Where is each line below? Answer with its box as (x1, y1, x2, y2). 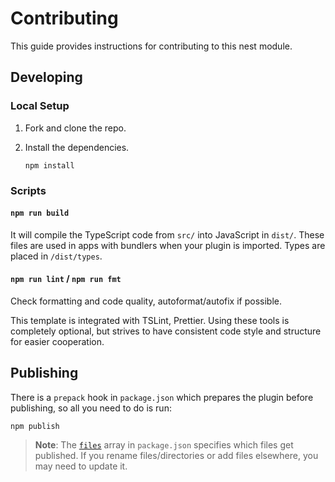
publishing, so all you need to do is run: (10, 402, 172, 414)
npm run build (10, 208, 70, 219)
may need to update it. (34, 460, 128, 472)
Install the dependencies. (24, 141, 130, 153)
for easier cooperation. (10, 335, 105, 347)
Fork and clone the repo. (24, 122, 127, 134)
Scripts (10, 183, 47, 197)
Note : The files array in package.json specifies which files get (34, 438, 294, 451)
